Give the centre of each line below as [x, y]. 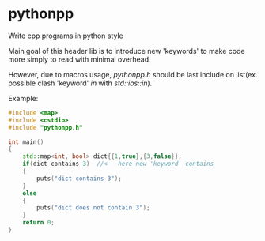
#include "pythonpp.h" [45, 127]
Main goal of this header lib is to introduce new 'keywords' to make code [127, 51]
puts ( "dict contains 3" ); [79, 179]
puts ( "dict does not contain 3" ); [93, 208]
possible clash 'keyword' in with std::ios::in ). [80, 83]
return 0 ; [39, 223]
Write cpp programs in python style [66, 36]
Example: [23, 98]
